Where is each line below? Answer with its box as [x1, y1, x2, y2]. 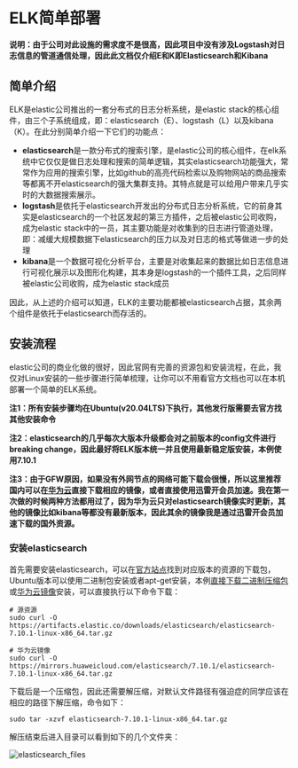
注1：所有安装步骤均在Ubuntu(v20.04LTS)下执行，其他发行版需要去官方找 [9, 403, 282, 413]
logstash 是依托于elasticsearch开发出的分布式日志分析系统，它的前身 [21, 200, 275, 211]
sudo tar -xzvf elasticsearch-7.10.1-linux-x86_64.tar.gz [9, 715, 228, 724]
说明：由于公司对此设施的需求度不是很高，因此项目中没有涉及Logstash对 [9, 39, 278, 50]
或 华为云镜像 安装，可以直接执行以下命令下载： [9, 586, 180, 597]
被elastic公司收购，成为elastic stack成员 [21, 278, 170, 288]
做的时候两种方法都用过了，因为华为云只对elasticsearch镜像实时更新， [16, 496, 278, 506]
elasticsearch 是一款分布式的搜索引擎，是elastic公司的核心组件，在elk [21, 145, 279, 155]
